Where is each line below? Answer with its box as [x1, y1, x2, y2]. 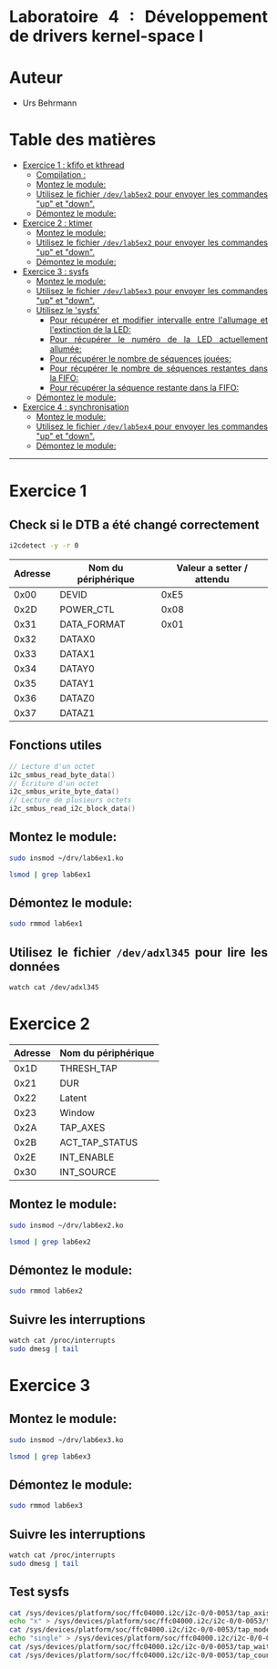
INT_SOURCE [59, 1165, 117, 1178]
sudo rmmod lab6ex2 [9, 1286, 83, 1295]
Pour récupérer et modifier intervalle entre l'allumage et [49, 314, 268, 325]
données [9, 958, 61, 974]
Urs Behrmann [22, 97, 77, 108]
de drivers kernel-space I [9, 26, 204, 46]
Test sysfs [9, 1584, 70, 1600]
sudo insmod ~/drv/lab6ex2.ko [9, 1221, 124, 1230]
